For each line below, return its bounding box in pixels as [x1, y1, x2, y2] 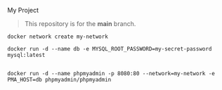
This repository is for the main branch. [24, 20, 136, 27]
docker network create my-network [7, 33, 109, 40]
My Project [7, 6, 39, 14]
